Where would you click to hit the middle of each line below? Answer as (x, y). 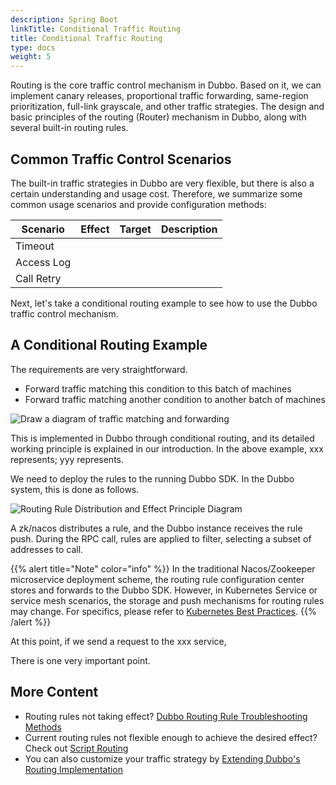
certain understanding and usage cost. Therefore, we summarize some (156, 193)
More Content (54, 692)
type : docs (33, 47)
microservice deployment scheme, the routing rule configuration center (157, 579)
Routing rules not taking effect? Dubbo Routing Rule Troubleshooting (166, 716)
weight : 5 (31, 57)
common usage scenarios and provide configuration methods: (138, 204)
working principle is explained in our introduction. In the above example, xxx (167, 448)
